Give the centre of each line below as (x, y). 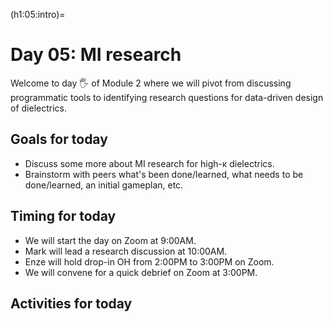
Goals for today (59, 139)
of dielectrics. (38, 108)
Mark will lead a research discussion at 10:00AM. (126, 251)
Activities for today (71, 303)
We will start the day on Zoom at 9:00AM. (110, 240)
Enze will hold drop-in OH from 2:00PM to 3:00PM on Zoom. (149, 261)
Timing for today (63, 216)
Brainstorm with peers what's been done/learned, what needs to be (164, 174)
